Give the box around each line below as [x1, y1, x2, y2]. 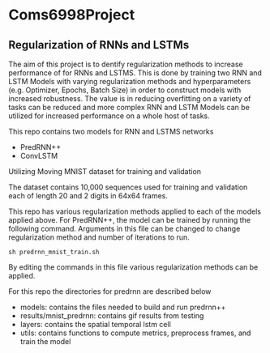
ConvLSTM [19, 151, 58, 160]
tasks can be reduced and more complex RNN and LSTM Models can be [8, 103, 250, 112]
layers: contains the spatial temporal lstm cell [19, 320, 172, 329]
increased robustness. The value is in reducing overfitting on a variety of [8, 94, 251, 103]
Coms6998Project [8, 6, 135, 24]
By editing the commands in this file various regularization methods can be [8, 262, 259, 272]
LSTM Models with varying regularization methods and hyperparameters [8, 77, 251, 86]
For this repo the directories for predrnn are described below [8, 287, 212, 296]
